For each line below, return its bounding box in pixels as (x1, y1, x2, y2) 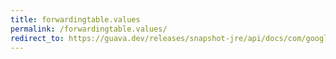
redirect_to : (10, 33, 65, 43)
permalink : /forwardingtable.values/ (10, 24, 168, 34)
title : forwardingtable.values (10, 14, 141, 25)
